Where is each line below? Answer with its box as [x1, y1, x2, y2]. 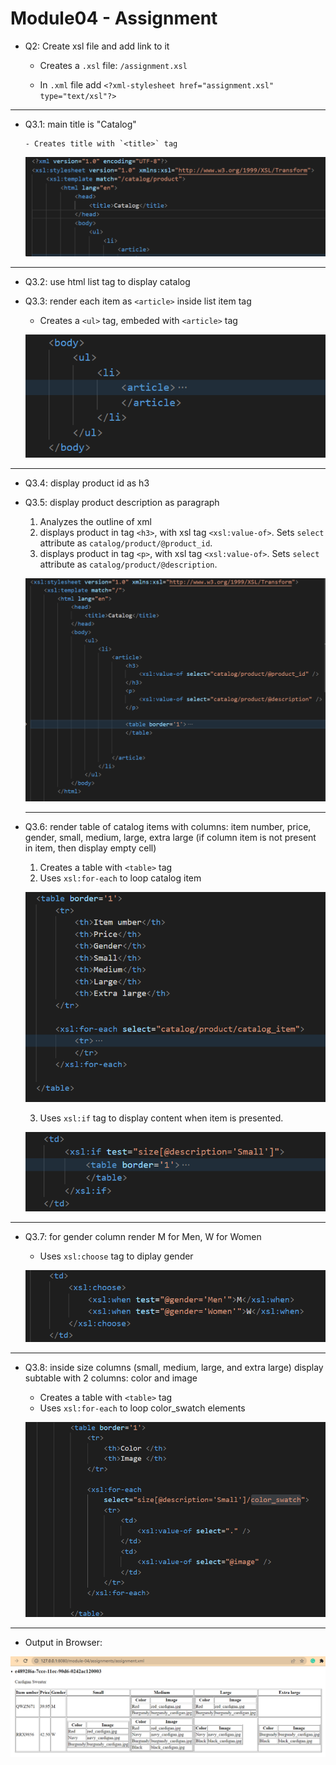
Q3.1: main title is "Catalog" [24, 118, 137, 130]
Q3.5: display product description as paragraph [24, 496, 220, 508]
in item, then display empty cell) [24, 842, 157, 854]
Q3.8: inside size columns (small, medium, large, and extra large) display [24, 1361, 324, 1373]
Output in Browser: [24, 1637, 103, 1649]
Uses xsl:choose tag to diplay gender [39, 1250, 194, 1262]
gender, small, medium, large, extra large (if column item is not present [24, 831, 317, 843]
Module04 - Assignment [10, 7, 218, 30]
